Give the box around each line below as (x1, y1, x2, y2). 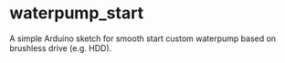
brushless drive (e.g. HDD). (9, 42, 112, 53)
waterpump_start (9, 3, 144, 24)
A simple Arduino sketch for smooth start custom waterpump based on (9, 33, 277, 44)
